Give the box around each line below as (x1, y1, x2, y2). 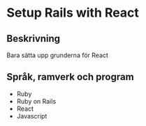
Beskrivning (6, 33, 61, 45)
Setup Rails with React (6, 5, 139, 21)
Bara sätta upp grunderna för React (6, 51, 109, 59)
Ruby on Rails (16, 97, 57, 105)
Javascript (16, 111, 48, 120)
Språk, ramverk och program (6, 71, 134, 83)
